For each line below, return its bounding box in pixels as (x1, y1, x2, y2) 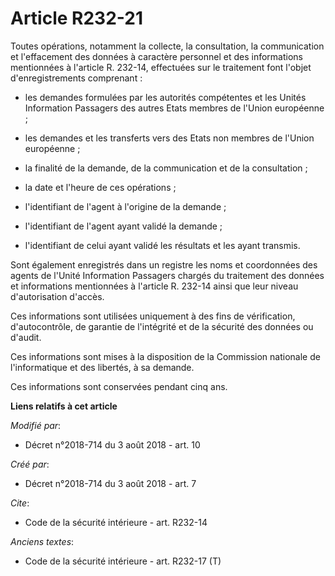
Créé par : (10, 458, 50, 470)
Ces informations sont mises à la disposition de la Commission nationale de (10, 350, 321, 362)
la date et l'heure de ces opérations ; (24, 181, 177, 193)
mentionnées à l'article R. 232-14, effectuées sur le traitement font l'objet (10, 61, 312, 73)
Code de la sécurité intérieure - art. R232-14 (24, 516, 208, 528)
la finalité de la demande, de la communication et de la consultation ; (24, 162, 308, 174)
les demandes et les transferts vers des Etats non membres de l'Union (24, 132, 315, 144)
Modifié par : (10, 419, 62, 431)
